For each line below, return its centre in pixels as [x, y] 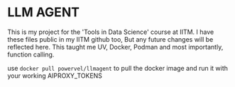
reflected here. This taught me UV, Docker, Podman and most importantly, [115, 47]
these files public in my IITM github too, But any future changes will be [110, 39]
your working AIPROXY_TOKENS [55, 76]
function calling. [31, 54]
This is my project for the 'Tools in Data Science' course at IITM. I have [111, 32]
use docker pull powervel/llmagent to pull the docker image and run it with [118, 68]
